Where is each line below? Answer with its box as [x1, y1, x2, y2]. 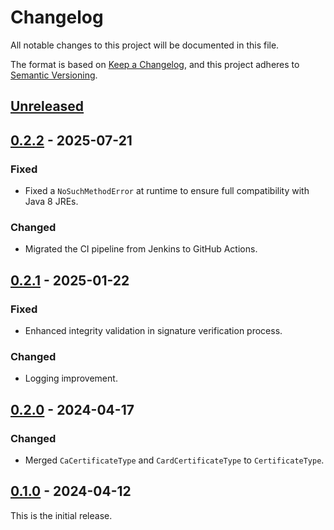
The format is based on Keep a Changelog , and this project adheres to [10, 58, 300, 70]
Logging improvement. [24, 372, 118, 385]
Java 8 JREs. [24, 196, 79, 208]
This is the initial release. [10, 509, 113, 521]
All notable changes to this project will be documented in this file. [10, 39, 280, 51]
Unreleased [10, 98, 85, 115]
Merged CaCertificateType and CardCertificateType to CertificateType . [24, 454, 325, 466]
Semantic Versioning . [10, 69, 98, 81]
